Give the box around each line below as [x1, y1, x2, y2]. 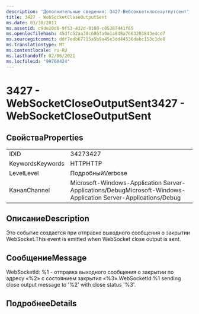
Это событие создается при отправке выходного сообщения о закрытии [6, 229, 191, 236]
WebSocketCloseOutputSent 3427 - [6, 96, 185, 110]
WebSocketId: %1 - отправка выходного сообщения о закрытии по [6, 268, 174, 276]
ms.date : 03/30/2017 [6, 20, 57, 26]
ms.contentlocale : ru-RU [6, 47, 68, 53]
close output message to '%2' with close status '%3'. [6, 281, 136, 288]
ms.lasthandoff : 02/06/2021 [6, 53, 76, 59]
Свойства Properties [6, 133, 84, 143]
